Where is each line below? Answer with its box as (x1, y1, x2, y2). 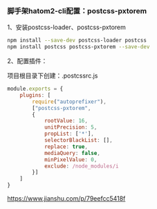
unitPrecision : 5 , (44, 124, 98, 131)
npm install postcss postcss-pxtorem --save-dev (7, 44, 150, 51)
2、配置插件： (7, 57, 48, 65)
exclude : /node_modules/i (44, 163, 119, 170)
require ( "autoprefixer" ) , (32, 98, 107, 105)
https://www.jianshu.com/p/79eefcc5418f (7, 194, 126, 203)
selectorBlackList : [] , (44, 137, 113, 144)
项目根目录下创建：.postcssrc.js (7, 71, 98, 80)
